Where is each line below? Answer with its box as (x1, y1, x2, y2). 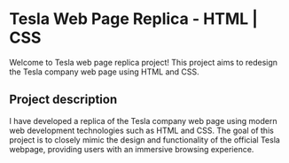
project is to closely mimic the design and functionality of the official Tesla (9, 134, 281, 145)
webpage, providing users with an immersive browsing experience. (9, 144, 254, 154)
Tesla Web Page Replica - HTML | (9, 9, 259, 29)
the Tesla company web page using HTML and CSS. (9, 66, 199, 77)
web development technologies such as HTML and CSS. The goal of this (9, 125, 275, 136)
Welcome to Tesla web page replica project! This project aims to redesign (9, 57, 277, 67)
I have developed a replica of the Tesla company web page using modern (9, 115, 277, 126)
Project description (9, 92, 118, 107)
